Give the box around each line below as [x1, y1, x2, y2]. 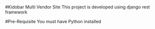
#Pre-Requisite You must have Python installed [5, 19, 101, 24]
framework [5, 9, 28, 15]
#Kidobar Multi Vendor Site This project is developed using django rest [5, 4, 150, 10]
